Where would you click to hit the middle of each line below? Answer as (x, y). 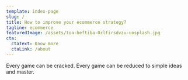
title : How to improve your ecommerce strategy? (66, 22)
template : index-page (32, 11)
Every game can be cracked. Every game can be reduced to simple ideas (94, 66)
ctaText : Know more (35, 44)
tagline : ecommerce (30, 28)
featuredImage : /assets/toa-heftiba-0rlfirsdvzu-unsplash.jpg (83, 33)
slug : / (15, 17)
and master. (20, 72)
